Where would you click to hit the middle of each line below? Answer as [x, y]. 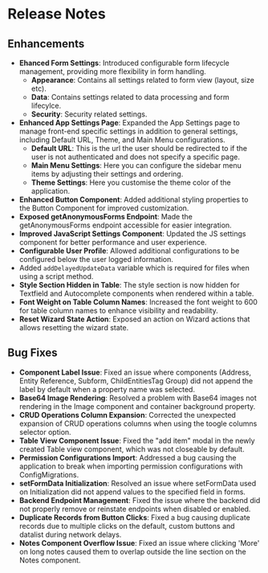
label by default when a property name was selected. [107, 389]
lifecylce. [46, 106]
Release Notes [57, 14]
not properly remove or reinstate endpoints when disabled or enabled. [135, 509]
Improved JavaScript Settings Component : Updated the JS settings [132, 233]
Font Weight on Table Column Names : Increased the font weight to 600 [138, 302]
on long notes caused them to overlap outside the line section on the [132, 551]
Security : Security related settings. [89, 114]
